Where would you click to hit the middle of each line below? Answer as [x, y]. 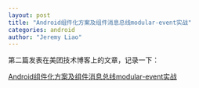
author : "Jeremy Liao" [45, 37]
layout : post [29, 15]
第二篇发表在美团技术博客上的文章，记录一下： [83, 60]
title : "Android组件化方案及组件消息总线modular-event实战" [100, 23]
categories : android [42, 30]
